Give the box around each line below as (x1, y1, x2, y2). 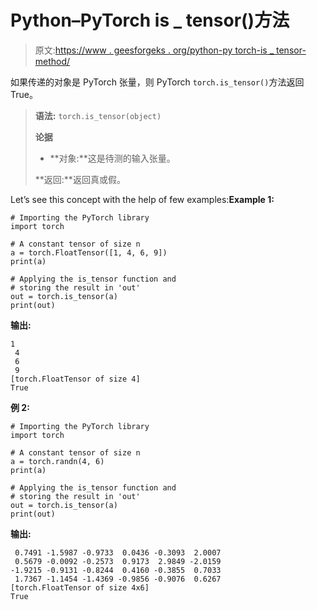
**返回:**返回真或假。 (34, 173, 126, 185)
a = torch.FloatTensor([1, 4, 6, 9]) (10, 247, 168, 258)
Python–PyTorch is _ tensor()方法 (10, 9, 290, 32)
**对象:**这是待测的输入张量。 (49, 152, 176, 164)
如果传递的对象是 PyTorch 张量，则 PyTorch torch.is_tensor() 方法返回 (10, 76, 305, 88)
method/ (34, 55, 71, 67)
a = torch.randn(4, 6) (10, 456, 105, 466)
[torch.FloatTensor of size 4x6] (10, 582, 150, 593)
